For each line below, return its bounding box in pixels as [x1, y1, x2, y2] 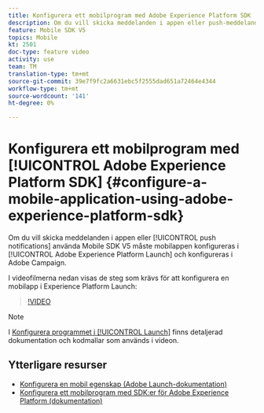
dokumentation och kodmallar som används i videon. [8, 336, 179, 345]
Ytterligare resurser [8, 359, 108, 372]
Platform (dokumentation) [19, 396, 103, 405]
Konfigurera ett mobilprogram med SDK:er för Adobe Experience [19, 387, 229, 397]
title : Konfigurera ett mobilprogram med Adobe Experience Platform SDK [8, 11, 251, 20]
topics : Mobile [8, 33, 58, 42]
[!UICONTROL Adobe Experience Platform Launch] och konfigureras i [8, 249, 233, 260]
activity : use [8, 56, 55, 64]
